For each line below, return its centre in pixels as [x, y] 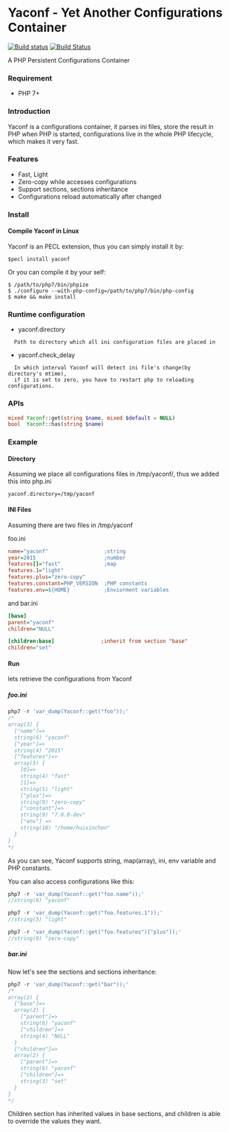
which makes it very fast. [44, 141]
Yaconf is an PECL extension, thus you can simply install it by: [96, 246]
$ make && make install [42, 297]
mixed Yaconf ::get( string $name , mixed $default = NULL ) [92, 418]
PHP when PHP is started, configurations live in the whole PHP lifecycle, [111, 134]
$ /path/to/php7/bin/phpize [48, 285]
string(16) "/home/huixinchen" [65, 828]
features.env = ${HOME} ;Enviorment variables [89, 590]
